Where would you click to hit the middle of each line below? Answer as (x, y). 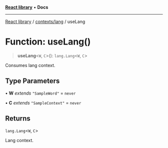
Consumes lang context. (30, 65)
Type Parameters (32, 81)
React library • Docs (27, 7)
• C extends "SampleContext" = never (43, 102)
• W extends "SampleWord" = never (40, 93)
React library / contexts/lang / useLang (45, 21)
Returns (18, 119)
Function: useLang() (48, 42)
